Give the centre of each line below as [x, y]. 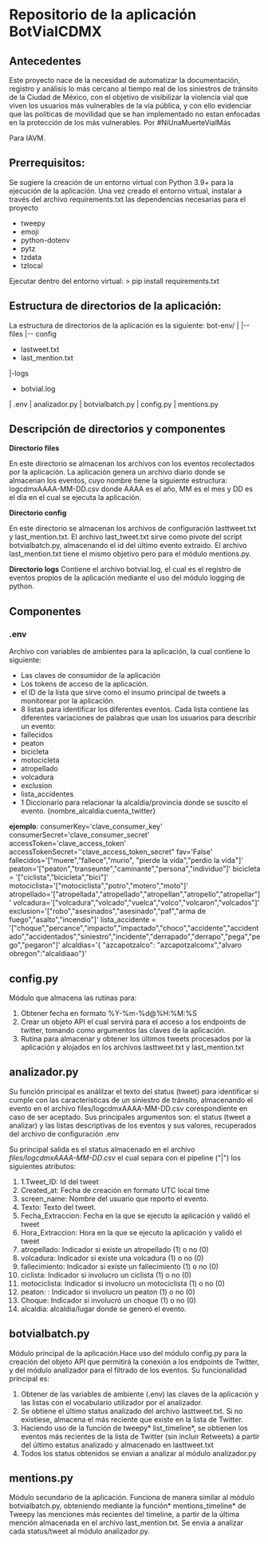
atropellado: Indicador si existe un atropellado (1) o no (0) [115, 1249]
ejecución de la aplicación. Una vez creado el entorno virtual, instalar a [126, 191]
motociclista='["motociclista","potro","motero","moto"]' [99, 886]
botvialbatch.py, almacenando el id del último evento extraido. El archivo [128, 546]
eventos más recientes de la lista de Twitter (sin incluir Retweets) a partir [140, 1436]
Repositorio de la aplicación [103, 15]
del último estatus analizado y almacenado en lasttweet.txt [117, 1444]
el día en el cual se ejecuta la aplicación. [75, 498]
